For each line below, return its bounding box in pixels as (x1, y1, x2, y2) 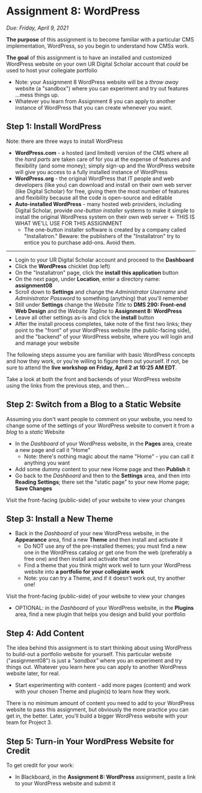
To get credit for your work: (6, 762, 74, 769)
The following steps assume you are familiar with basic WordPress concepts (6, 351, 195, 358)
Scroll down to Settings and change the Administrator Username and (14, 288, 188, 295)
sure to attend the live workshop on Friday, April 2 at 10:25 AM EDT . (6, 363, 177, 371)
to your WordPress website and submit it (14, 780, 116, 787)
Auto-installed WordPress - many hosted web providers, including (14, 200, 182, 207)
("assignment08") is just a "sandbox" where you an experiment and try (6, 657, 182, 664)
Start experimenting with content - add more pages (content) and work (14, 682, 191, 689)
